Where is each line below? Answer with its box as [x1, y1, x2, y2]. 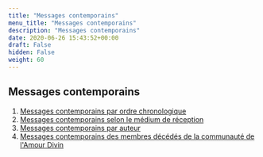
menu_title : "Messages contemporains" [8, 19, 137, 27]
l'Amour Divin [19, 140, 64, 149]
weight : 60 [8, 56, 44, 64]
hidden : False [8, 48, 56, 56]
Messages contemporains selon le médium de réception [19, 114, 204, 124]
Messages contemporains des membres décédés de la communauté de [19, 132, 255, 141]
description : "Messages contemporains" [8, 26, 141, 34]
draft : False [8, 41, 52, 49]
